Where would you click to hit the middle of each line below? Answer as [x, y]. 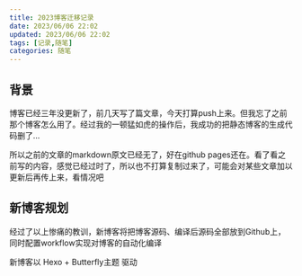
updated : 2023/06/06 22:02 [60, 34]
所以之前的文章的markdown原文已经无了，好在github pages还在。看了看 [144, 155]
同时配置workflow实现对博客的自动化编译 [85, 243]
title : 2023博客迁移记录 [52, 18]
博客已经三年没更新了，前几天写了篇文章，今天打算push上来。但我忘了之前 [148, 112]
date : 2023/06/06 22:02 [54, 26]
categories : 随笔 [40, 51]
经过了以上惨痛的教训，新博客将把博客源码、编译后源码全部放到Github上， [147, 231]
